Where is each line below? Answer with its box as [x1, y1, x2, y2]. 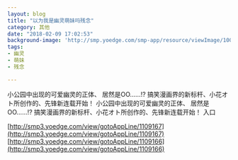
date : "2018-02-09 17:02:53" [7, 30, 93, 38]
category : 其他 [7, 23, 50, 31]
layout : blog [7, 10, 46, 18]
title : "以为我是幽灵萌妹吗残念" [7, 17, 94, 24]
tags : [7, 43, 23, 50]
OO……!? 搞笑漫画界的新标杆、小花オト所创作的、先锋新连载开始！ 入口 [7, 107, 216, 116]
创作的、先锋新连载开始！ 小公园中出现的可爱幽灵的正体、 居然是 [19, 99, 210, 107]
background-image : [7, 37, 62, 44]
